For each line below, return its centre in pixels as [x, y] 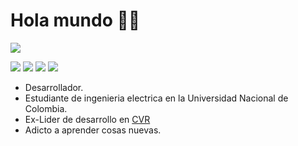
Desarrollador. [54, 87]
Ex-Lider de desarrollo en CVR [87, 119]
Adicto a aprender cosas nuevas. [93, 130]
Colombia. [46, 108]
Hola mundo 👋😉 [75, 20]
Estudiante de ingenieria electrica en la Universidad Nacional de [156, 98]
